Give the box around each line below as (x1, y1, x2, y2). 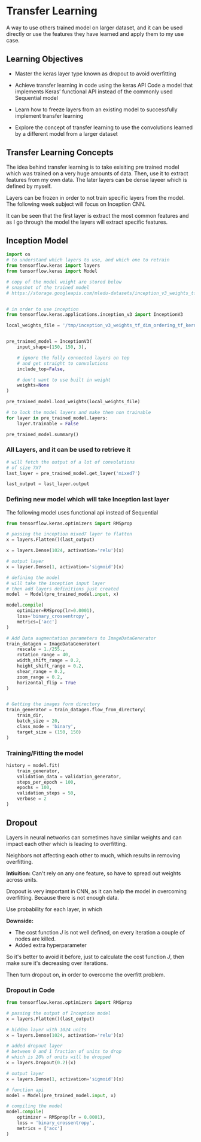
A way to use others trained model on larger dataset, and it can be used (6, 24, 183, 31)
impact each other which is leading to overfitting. (6, 840, 127, 847)
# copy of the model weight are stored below (6, 279, 121, 285)
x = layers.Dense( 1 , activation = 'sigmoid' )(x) (6, 1076, 124, 1082)
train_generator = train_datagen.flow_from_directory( (6, 707, 146, 713)
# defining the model (6, 574, 60, 581)
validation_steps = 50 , (17, 790, 77, 796)
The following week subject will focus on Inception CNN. (6, 200, 146, 208)
